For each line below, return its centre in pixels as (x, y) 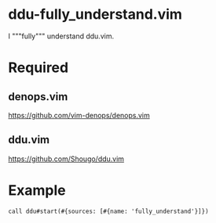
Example (37, 190)
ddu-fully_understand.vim (95, 14)
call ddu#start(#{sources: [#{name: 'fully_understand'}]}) (109, 211)
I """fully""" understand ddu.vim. (61, 36)
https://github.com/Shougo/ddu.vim (66, 159)
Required (38, 68)
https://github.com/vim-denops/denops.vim (79, 115)
